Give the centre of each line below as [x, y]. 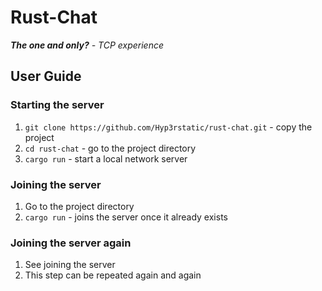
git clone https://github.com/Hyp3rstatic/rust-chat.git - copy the [168, 127]
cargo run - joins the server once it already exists [126, 217]
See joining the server [70, 265]
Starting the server [57, 105]
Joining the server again [71, 243]
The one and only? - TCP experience [87, 45]
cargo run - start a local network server [106, 158]
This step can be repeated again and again [113, 275]
